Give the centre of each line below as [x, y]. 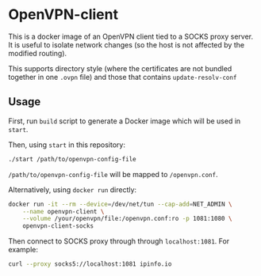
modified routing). [38, 53]
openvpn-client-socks [58, 226]
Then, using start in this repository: [67, 145]
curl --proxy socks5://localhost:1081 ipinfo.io [90, 264]
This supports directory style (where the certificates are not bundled [120, 68]
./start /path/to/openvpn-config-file [72, 159]
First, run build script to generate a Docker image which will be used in [125, 121]
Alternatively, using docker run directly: [73, 189]
